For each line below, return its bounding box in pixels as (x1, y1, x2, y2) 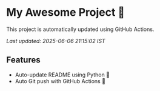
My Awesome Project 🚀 (6, 5, 125, 19)
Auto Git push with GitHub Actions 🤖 (15, 77, 106, 84)
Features (6, 55, 41, 66)
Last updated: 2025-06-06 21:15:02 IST (6, 37, 105, 44)
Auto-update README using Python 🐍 (15, 71, 110, 78)
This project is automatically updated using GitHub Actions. (6, 25, 155, 33)
